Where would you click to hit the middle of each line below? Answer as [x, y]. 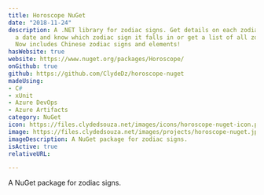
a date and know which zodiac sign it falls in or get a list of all [131, 37]
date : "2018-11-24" [40, 23]
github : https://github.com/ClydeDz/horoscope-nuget [96, 74]
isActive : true [33, 146]
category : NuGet [35, 117]
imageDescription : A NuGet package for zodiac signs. [98, 139]
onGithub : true [33, 67]
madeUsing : [26, 81]
